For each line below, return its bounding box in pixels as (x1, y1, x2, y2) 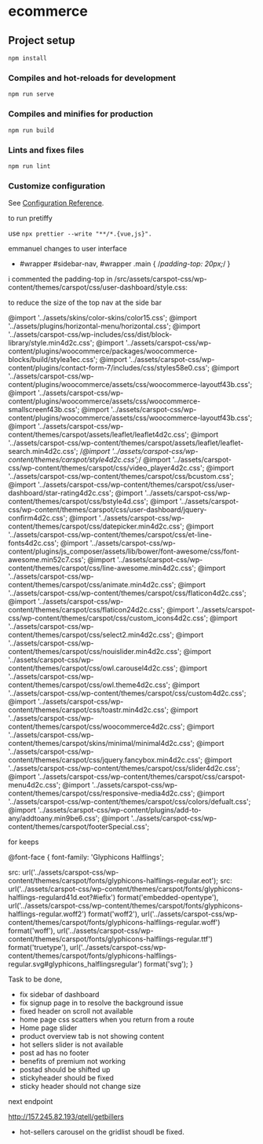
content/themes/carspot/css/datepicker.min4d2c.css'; (8, 521, 184, 532)
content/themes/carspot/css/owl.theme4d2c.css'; (8, 680, 170, 689)
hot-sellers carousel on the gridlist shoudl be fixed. (19, 1128, 184, 1137)
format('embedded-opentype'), (117, 893, 219, 902)
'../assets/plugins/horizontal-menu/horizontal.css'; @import (8, 321, 201, 331)
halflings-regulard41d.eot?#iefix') (8, 893, 116, 902)
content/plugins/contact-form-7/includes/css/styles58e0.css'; (8, 364, 210, 373)
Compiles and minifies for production (8, 108, 153, 119)
